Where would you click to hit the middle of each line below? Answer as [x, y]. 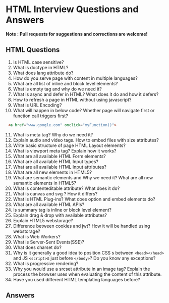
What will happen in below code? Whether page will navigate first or [84, 110]
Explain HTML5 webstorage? [43, 220]
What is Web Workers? [37, 236]
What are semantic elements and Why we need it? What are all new [83, 177]
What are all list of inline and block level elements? [65, 83]
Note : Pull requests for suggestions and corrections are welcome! [77, 34]
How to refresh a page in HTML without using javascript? [72, 99]
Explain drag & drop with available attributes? [60, 215]
